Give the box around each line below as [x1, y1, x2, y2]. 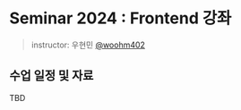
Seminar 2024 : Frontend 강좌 [9, 8, 232, 29]
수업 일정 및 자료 [9, 68, 94, 83]
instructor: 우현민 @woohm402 [30, 39, 146, 50]
